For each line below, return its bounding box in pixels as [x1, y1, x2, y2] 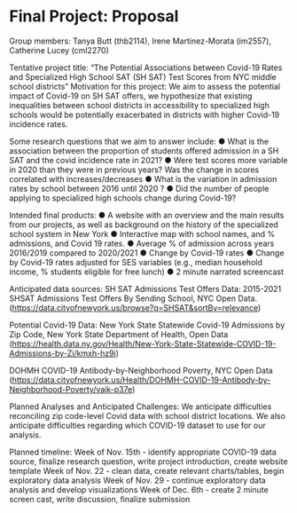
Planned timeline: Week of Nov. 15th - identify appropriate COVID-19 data [9, 446, 277, 457]
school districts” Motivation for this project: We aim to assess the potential [9, 81, 281, 91]
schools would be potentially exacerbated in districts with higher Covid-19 [9, 109, 280, 120]
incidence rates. [9, 118, 68, 130]
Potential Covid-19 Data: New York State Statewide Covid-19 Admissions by [9, 320, 285, 330]
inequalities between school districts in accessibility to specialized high [9, 99, 270, 110]
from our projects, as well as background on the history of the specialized [9, 219, 279, 230]
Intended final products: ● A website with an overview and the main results [9, 209, 285, 220]
